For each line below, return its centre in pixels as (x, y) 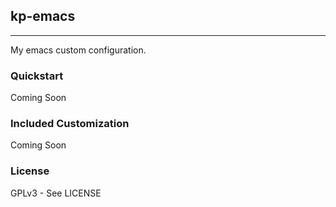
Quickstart (37, 76)
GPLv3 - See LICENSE (56, 193)
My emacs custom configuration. (78, 50)
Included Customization (70, 124)
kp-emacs (43, 16)
